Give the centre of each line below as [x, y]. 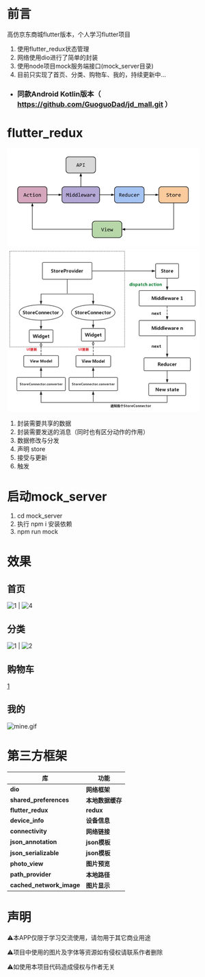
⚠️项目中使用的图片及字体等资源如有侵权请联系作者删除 [85, 952]
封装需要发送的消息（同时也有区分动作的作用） [83, 432]
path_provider [30, 874]
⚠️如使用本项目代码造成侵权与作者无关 [61, 967]
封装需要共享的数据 [44, 423]
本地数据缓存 [104, 800]
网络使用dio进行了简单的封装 [57, 57]
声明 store [31, 449]
